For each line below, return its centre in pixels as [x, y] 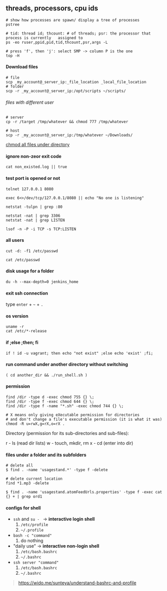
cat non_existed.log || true [36, 167]
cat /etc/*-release [26, 331]
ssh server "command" [36, 563]
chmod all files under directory [38, 145]
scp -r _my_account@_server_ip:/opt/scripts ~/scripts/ [66, 91]
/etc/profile [34, 525]
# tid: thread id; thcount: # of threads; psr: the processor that [78, 33]
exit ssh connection [27, 293]
